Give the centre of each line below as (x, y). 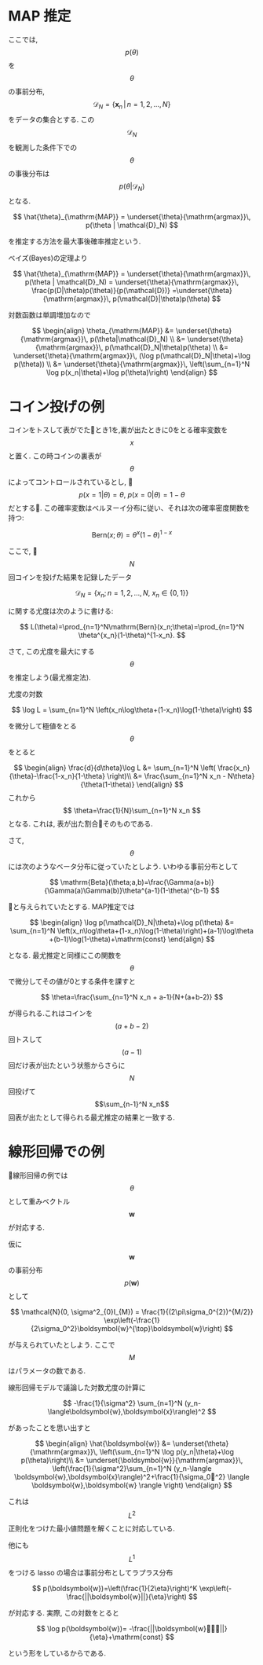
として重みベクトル (39, 1201)
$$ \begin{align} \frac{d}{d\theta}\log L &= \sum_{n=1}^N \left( (115, 768)
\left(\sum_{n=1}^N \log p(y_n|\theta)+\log (166, 1451)
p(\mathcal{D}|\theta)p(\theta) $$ (167, 299)
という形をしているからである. (57, 1653)
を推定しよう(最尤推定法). (50, 677)
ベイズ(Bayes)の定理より (48, 258)
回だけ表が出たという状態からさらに (67, 1065)
